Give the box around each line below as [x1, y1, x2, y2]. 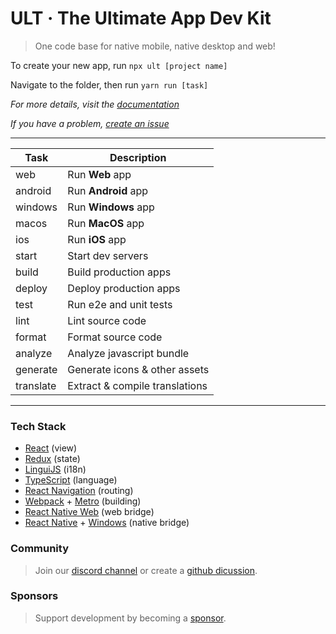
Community [10, 542, 69, 556]
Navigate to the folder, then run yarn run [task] [10, 78, 209, 91]
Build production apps [67, 265, 172, 279]
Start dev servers [67, 248, 149, 262]
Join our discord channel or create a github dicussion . [34, 564, 258, 576]
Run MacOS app [67, 216, 145, 230]
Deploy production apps [67, 281, 181, 295]
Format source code [67, 330, 163, 344]
